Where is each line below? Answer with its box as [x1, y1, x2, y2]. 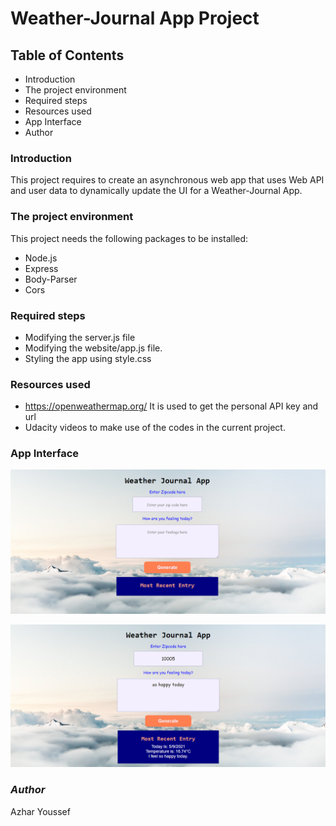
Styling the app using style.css [24, 352, 152, 364]
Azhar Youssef [10, 805, 71, 817]
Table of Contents [10, 47, 125, 64]
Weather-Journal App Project [10, 7, 260, 30]
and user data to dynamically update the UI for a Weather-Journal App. [10, 185, 303, 197]
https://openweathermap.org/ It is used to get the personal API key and [24, 400, 319, 412]
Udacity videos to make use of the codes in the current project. [24, 422, 286, 434]
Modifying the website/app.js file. [24, 342, 163, 354]
